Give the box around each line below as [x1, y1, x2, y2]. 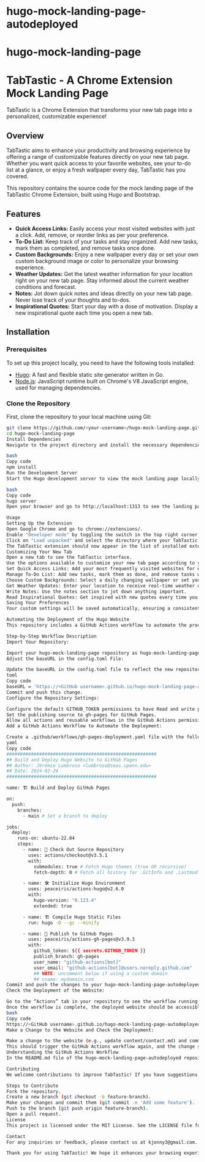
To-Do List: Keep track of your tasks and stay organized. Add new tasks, [15, 238, 198, 245]
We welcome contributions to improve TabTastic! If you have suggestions [6, 1072, 198, 1078]
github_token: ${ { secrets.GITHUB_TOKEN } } [33, 948, 146, 954]
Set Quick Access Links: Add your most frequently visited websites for [6, 566, 195, 572]
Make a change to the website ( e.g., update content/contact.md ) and [6, 1038, 187, 1044]
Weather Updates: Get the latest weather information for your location [15, 270, 193, 277]
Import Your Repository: [6, 639, 70, 645]
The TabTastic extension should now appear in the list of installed [6, 543, 187, 549]
